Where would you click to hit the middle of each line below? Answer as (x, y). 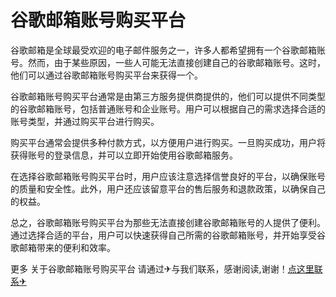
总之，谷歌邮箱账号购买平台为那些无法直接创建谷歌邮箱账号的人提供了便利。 (168, 222)
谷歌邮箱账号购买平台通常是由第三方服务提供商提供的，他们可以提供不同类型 (168, 96)
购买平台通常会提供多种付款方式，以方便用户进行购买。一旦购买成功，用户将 (168, 142)
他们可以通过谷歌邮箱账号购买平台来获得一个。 (106, 75)
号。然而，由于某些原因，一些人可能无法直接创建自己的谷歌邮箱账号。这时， (168, 62)
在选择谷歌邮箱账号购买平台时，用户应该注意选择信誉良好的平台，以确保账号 (168, 176)
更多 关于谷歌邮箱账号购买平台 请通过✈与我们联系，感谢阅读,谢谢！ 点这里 (162, 268)
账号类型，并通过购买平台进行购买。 (85, 121)
